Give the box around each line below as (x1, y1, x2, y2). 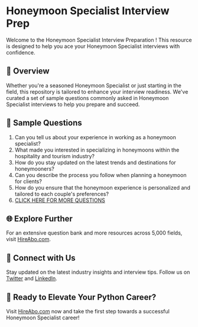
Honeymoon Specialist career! (6, 314, 80, 321)
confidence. (6, 49, 35, 56)
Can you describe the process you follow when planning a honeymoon (14, 171, 187, 178)
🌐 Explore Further (6, 213, 73, 223)
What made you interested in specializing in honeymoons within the (14, 146, 180, 153)
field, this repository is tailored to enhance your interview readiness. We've (6, 88, 189, 95)
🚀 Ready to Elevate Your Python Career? (6, 292, 157, 302)
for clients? (14, 178, 43, 185)
